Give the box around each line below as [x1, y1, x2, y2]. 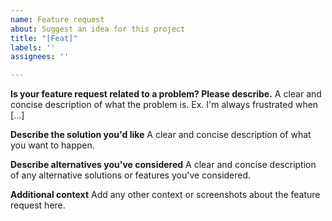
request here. [10, 199, 66, 211]
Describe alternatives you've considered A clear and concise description [10, 159, 317, 171]
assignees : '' [10, 52, 70, 62]
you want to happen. [10, 139, 95, 151]
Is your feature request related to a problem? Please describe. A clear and [10, 88, 322, 100]
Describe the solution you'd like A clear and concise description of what [10, 129, 312, 141]
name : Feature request [10, 14, 105, 25]
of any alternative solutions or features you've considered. [10, 169, 252, 181]
